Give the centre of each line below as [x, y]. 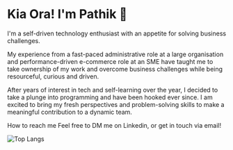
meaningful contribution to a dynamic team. [70, 112]
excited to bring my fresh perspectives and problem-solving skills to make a [116, 104]
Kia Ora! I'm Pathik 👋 [67, 14]
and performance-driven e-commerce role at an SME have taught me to [110, 61]
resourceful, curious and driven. [53, 76]
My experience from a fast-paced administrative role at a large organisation [115, 54]
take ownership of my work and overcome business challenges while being [115, 69]
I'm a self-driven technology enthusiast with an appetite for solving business [117, 33]
